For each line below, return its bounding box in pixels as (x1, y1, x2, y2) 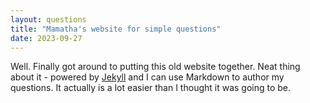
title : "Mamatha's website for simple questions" (10, 24, 222, 34)
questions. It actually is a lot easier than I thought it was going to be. (10, 82, 292, 94)
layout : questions (10, 14, 87, 25)
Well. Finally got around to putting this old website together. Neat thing (10, 61, 301, 73)
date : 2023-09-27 (10, 33, 83, 43)
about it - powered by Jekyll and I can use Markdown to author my (10, 71, 285, 83)
